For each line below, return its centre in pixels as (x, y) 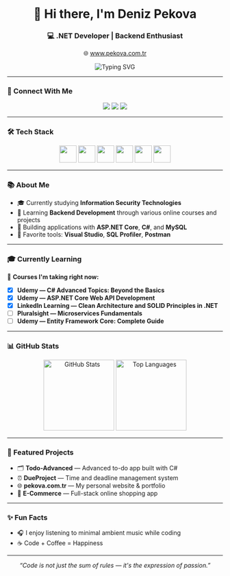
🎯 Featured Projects (40, 453)
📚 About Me (28, 185)
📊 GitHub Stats (33, 346)
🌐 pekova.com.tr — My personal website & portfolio (91, 485)
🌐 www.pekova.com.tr (115, 53)
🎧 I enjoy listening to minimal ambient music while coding (99, 532)
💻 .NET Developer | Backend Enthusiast (115, 36)
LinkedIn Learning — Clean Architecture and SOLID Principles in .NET (117, 305)
